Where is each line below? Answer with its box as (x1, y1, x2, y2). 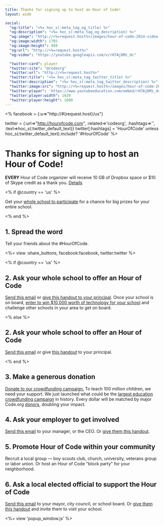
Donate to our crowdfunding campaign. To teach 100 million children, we (5, 386, 151, 391)
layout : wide (5, 12, 32, 17)
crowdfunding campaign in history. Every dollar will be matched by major (5, 396, 152, 402)
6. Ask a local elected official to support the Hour (5, 480, 157, 488)
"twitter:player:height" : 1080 (9, 97, 73, 103)
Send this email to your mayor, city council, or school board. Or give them (5, 501, 153, 506)
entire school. (5, 204, 33, 210)
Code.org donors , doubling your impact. (5, 401, 86, 407)
